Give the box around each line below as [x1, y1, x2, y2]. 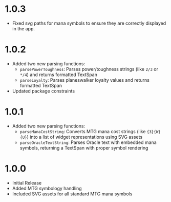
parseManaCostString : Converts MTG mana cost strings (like [19, 128, 146, 134]
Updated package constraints [12, 88, 75, 94]
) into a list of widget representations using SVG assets [27, 134, 143, 140]
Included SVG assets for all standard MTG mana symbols [12, 191, 133, 197]
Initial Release [12, 179, 42, 186]
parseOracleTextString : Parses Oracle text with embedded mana [19, 139, 157, 145]
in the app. [12, 25, 35, 31]
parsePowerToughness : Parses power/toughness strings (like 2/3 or [19, 66, 159, 72]
